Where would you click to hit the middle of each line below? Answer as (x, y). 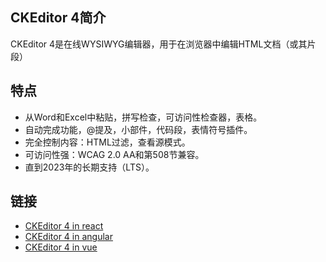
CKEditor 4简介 (58, 18)
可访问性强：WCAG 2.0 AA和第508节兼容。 (114, 154)
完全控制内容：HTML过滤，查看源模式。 (107, 142)
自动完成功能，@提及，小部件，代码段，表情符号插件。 (138, 129)
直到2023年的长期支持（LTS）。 (89, 167)
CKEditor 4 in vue (61, 247)
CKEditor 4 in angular (68, 237)
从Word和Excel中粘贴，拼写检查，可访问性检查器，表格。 (143, 117)
